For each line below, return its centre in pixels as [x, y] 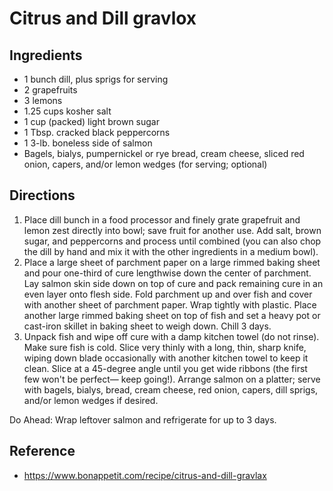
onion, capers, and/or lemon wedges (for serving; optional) [145, 164]
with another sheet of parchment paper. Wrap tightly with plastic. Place [170, 304]
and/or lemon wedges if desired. [91, 400]
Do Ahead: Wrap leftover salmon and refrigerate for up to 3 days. [143, 419]
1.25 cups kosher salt [67, 111]
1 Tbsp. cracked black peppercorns [97, 132]
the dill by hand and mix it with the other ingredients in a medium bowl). [171, 251]
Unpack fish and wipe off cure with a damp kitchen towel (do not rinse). [171, 336]
